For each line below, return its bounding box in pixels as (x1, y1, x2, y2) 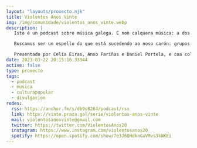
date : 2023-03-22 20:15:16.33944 (6, 57, 88, 63)
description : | (6, 25, 43, 31)
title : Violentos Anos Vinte (6, 14, 77, 20)
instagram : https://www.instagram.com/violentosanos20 (11, 128, 148, 133)
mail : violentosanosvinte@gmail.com (11, 116, 101, 123)
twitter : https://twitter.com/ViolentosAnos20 (11, 122, 127, 128)
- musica (11, 84, 33, 90)
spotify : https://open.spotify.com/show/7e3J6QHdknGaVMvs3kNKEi (11, 133, 172, 139)
